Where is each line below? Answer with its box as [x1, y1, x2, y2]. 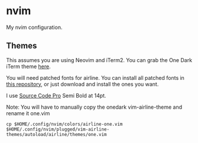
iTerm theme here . [6, 63, 51, 70]
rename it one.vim [6, 109, 50, 116]
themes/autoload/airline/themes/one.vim [6, 131, 108, 137]
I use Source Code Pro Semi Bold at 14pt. [6, 92, 106, 99]
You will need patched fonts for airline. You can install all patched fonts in [6, 74, 185, 81]
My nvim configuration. [6, 24, 63, 31]
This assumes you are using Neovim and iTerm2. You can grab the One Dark [6, 56, 193, 63]
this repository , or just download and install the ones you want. [6, 80, 159, 87]
